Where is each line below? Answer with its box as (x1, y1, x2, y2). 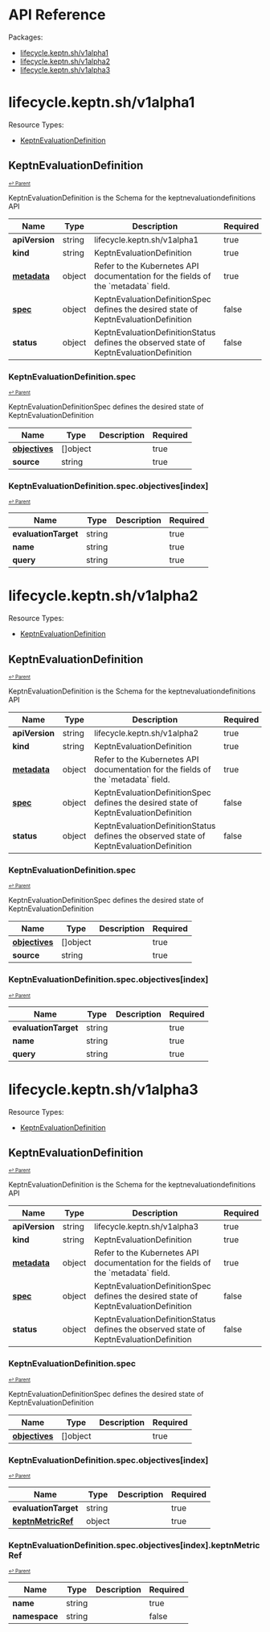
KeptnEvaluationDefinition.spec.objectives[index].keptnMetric (8, 1539, 260, 1551)
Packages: (8, 32, 43, 42)
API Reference (8, 6, 106, 24)
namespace (12, 1611, 59, 1622)
